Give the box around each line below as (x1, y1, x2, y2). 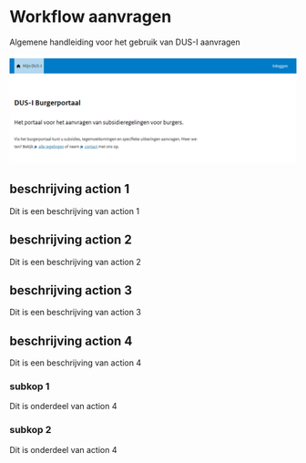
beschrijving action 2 (9, 232, 132, 248)
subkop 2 (9, 424, 52, 437)
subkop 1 (9, 380, 50, 393)
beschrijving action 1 (9, 181, 130, 197)
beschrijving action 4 (9, 333, 133, 348)
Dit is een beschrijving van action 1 (9, 205, 139, 216)
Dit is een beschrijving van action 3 (9, 307, 141, 318)
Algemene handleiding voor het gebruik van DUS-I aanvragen (9, 36, 241, 47)
